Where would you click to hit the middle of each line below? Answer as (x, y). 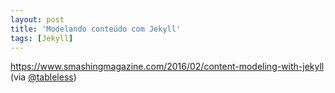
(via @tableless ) (43, 77)
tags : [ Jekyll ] (42, 38)
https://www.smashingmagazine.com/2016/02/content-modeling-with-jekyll (167, 67)
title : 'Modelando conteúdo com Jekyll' (96, 29)
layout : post (37, 19)
